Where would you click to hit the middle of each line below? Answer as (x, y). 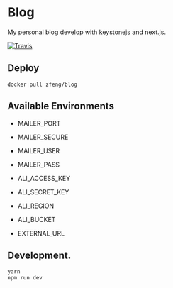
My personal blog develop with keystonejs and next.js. (87, 32)
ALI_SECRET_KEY (43, 192)
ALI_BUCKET (37, 219)
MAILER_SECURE (43, 137)
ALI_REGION (36, 206)
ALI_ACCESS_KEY (44, 178)
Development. (39, 255)
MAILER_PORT (39, 123)
